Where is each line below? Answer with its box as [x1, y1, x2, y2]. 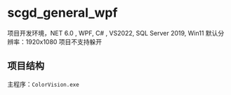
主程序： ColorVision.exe [7, 80, 79, 88]
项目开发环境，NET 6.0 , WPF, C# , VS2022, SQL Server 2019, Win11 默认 [7, 29, 218, 37]
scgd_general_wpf [7, 5, 118, 21]
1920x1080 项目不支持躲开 [25, 37, 103, 46]
